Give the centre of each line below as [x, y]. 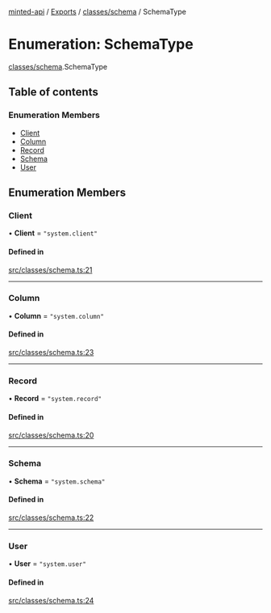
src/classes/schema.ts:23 [51, 353]
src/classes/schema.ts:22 [51, 518]
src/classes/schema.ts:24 [51, 600]
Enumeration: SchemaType [101, 44]
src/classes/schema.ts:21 [50, 269]
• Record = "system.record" [55, 399]
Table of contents [53, 92]
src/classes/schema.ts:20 [51, 435]
